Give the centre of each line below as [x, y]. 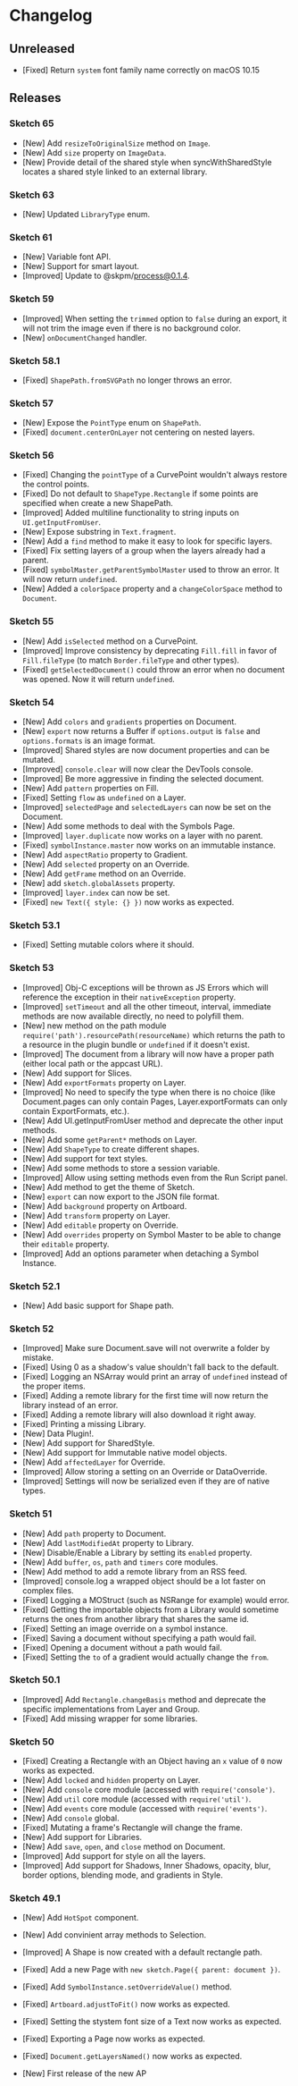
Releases [35, 98]
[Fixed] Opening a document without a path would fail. [122, 1647]
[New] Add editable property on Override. [100, 1225]
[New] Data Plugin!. [58, 1434]
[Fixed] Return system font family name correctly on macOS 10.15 [141, 70]
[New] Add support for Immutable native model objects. [124, 1453]
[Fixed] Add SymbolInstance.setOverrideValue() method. [127, 1987]
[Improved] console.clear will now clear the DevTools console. [138, 769]
